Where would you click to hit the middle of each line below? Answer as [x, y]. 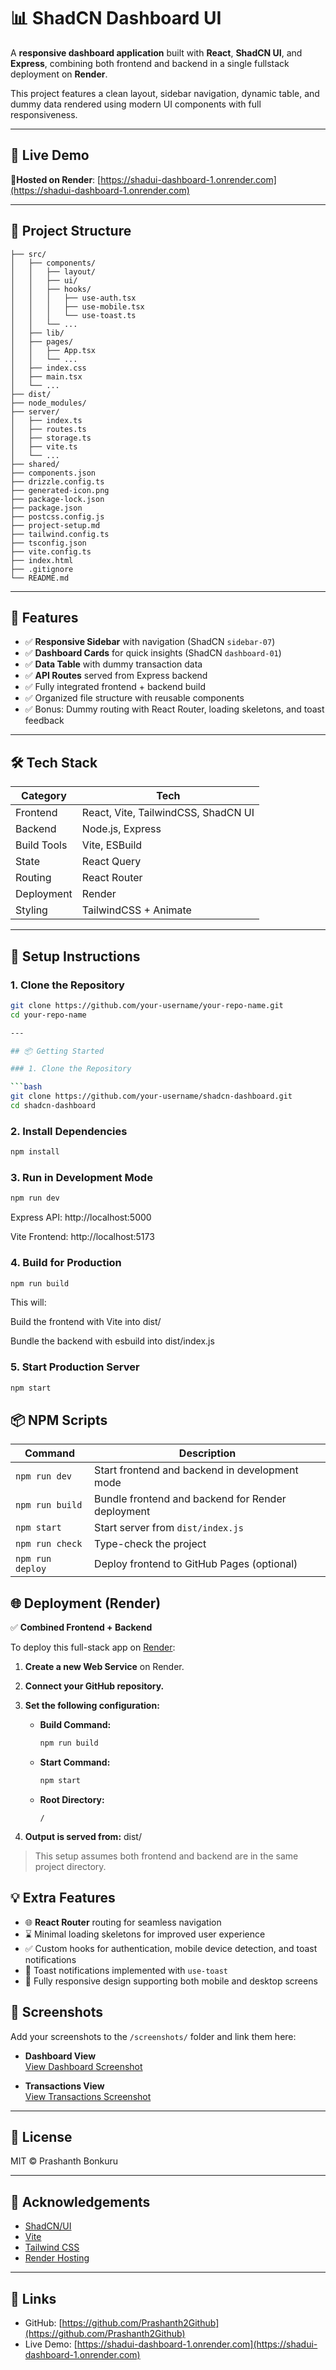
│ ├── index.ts [46, 420]
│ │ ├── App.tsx [53, 350]
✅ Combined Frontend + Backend [81, 1627]
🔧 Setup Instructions [75, 956]
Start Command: [75, 1762]
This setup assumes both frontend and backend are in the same [166, 1856]
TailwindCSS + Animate [136, 910]
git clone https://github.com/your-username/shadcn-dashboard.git [151, 1096]
